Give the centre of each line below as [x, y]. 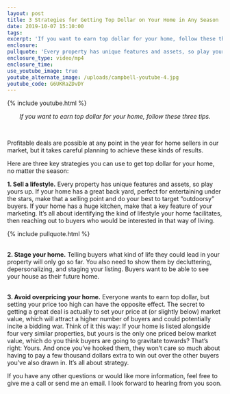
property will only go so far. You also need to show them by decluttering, [110, 262]
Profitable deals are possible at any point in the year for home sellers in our [113, 143]
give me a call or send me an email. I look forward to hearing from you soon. [115, 383]
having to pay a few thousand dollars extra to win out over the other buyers [113, 356]
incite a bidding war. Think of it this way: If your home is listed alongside [109, 326]
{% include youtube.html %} [47, 103]
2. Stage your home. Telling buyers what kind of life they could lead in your [114, 255]
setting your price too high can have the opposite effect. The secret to [106, 304]
